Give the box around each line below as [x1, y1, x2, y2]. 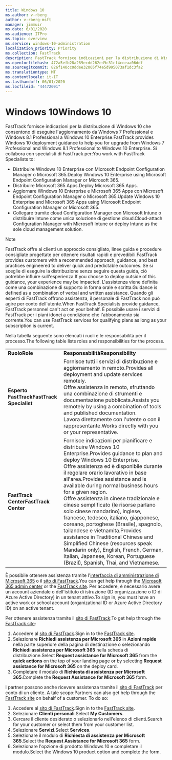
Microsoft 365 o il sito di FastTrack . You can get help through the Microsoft [5, 577, 162, 584]
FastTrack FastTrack [8, 393, 57, 400]
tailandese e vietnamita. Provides [63, 527, 142, 534]
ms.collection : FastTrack [5, 50, 60, 56]
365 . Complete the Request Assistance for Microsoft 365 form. [12, 674, 147, 680]
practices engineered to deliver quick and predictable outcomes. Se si [5, 262, 154, 268]
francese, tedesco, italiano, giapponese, [63, 514, 160, 521]
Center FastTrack [8, 498, 50, 505]
